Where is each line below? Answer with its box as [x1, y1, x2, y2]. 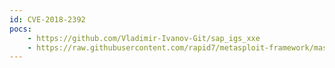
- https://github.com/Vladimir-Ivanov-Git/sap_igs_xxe [27, 33, 261, 43]
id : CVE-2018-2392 [9, 14, 86, 25]
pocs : [9, 24, 32, 34]
